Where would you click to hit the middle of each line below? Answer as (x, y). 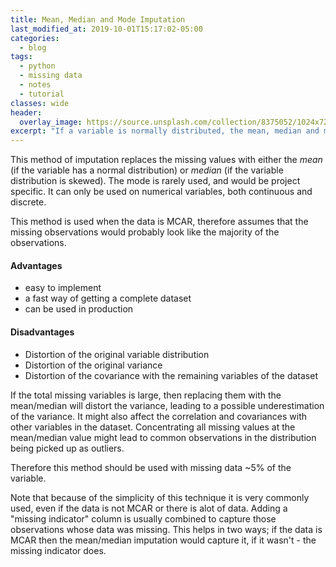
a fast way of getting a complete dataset (108, 298)
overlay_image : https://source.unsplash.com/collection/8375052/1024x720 (176, 122)
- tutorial (42, 94)
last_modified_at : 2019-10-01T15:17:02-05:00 (106, 29)
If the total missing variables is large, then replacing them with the (146, 395)
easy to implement (63, 288)
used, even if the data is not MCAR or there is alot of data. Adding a (149, 508)
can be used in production (79, 309)
